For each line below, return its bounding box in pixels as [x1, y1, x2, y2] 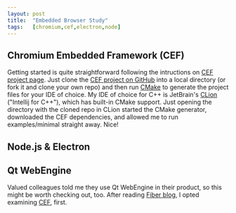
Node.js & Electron [7, 141, 91, 153]
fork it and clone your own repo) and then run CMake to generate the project [7, 83, 229, 91]
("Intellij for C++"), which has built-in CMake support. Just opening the [7, 98, 212, 106]
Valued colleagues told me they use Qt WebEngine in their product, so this [7, 183, 223, 192]
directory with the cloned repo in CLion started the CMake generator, [7, 105, 207, 114]
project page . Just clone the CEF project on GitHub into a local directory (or [7, 75, 226, 84]
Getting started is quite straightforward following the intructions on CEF [7, 68, 214, 77]
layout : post [7, 10, 46, 18]
